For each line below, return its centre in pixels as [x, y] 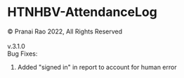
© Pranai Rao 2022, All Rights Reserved [65, 31]
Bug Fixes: [22, 54]
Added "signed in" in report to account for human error [97, 67]
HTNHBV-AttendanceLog [83, 12]
